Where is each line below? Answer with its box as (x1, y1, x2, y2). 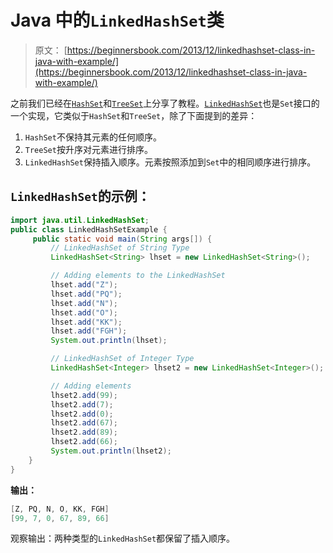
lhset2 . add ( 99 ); (50, 390, 118, 400)
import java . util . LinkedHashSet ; (10, 215, 150, 225)
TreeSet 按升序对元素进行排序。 (24, 143, 153, 155)
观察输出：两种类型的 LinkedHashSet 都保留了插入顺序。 (10, 532, 236, 545)
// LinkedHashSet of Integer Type (50, 354, 195, 364)
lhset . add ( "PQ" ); (50, 289, 123, 299)
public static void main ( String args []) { (32, 234, 213, 244)
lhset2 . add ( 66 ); (50, 437, 118, 447)
